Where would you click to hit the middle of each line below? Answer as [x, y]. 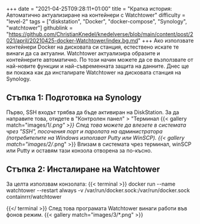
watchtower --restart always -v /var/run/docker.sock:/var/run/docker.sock [98, 190]
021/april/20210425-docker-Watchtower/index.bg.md [72, 41]
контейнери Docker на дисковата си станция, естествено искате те [92, 47]
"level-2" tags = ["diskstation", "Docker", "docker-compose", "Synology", [97, 21]
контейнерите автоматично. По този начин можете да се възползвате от [100, 60]
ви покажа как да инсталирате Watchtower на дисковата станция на [94, 72]
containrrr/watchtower [34, 196]
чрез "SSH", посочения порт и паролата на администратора [85, 131]
